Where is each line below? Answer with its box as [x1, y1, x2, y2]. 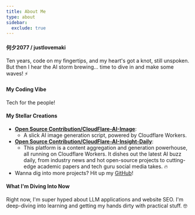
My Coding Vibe [6, 86, 47, 93]
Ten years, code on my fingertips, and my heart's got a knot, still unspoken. [6, 57, 190, 65]
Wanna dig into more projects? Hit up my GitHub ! [14, 169, 134, 176]
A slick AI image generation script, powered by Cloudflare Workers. [23, 132, 187, 139]
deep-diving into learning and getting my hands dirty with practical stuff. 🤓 [6, 202, 187, 209]
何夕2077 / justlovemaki [6, 43, 66, 51]
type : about [6, 14, 35, 20]
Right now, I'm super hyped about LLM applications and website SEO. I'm [6, 196, 184, 203]
